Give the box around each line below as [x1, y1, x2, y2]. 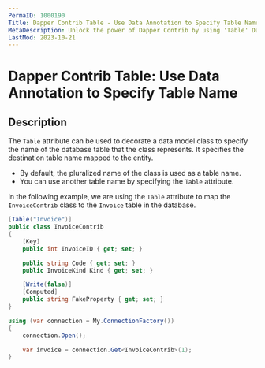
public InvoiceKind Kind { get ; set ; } [22, 266, 154, 274]
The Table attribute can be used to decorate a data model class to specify [8, 136, 248, 146]
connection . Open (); [22, 332, 87, 340]
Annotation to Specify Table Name [8, 84, 238, 102]
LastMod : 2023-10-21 [8, 33, 77, 42]
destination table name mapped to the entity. [8, 153, 154, 162]
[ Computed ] [22, 288, 58, 296]
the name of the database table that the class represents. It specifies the [8, 145, 244, 154]
